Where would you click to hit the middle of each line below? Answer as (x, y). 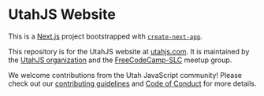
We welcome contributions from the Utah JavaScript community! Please (125, 75)
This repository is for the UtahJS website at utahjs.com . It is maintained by (129, 51)
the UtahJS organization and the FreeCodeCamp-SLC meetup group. (120, 60)
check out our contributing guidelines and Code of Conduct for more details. (132, 83)
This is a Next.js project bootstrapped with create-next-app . (106, 36)
